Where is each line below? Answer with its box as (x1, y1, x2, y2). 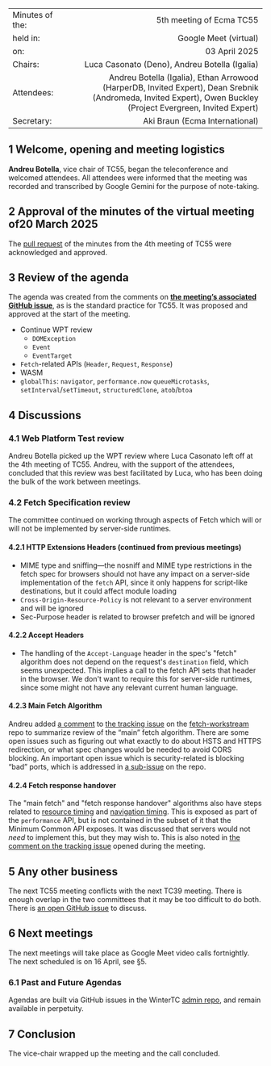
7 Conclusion (8, 1027, 77, 1041)
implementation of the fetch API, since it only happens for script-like (19, 577, 248, 587)
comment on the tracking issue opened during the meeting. (8, 841, 206, 851)
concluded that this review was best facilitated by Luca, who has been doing (8, 468, 263, 478)
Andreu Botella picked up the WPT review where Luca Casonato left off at (8, 451, 253, 461)
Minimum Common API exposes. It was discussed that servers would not (8, 824, 251, 834)
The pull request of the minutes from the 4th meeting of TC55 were (8, 238, 232, 249)
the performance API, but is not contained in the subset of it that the (8, 816, 231, 825)
